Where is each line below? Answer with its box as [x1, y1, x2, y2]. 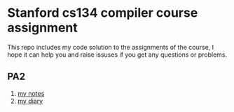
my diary [17, 97, 43, 105]
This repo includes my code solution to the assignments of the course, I [7, 43, 214, 51]
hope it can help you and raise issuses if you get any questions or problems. [7, 50, 228, 59]
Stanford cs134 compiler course [7, 5, 198, 21]
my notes [17, 89, 45, 97]
